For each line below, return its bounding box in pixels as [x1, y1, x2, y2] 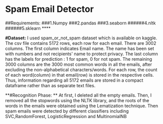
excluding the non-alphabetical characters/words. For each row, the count [5, 66, 158, 73]
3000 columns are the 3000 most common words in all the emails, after [5, 61, 152, 67]
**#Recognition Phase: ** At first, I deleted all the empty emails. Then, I [5, 92, 152, 98]
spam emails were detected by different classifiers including [5, 108, 129, 114]
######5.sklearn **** [5, 25, 51, 31]
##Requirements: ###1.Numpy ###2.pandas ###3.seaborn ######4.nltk [5, 20, 156, 26]
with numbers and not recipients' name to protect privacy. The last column [5, 51, 159, 57]
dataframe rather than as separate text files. [5, 82, 96, 88]
